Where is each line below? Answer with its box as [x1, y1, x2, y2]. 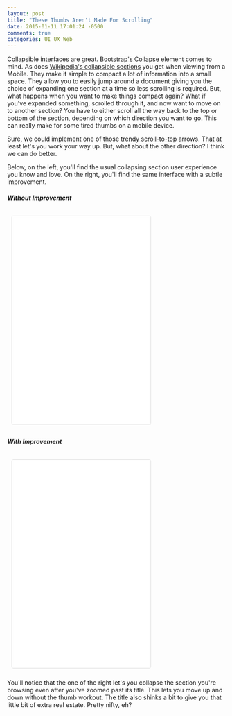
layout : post [7, 10, 45, 17]
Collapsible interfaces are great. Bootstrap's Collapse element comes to [7, 55, 213, 63]
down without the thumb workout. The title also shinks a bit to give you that [7, 693, 222, 701]
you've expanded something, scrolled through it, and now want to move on [7, 99, 221, 108]
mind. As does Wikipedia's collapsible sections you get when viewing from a [7, 62, 226, 71]
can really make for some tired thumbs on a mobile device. [7, 121, 175, 130]
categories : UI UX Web [7, 36, 73, 43]
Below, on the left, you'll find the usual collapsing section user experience [7, 163, 217, 171]
